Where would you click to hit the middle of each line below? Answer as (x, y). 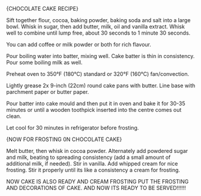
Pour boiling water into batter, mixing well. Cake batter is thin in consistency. (100, 56)
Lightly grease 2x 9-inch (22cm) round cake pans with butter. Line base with (101, 85)
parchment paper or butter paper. (48, 92)
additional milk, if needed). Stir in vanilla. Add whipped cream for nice (92, 163)
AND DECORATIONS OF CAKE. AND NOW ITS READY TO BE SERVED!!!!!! (96, 188)
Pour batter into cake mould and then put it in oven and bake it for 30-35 (96, 103)
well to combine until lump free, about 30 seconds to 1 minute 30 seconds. (98, 33)
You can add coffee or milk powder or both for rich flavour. (79, 45)
